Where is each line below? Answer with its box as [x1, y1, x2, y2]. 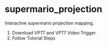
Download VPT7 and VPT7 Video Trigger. [12, 29, 97, 35]
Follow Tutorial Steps [12, 35, 56, 41]
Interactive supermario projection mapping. [5, 20, 94, 26]
